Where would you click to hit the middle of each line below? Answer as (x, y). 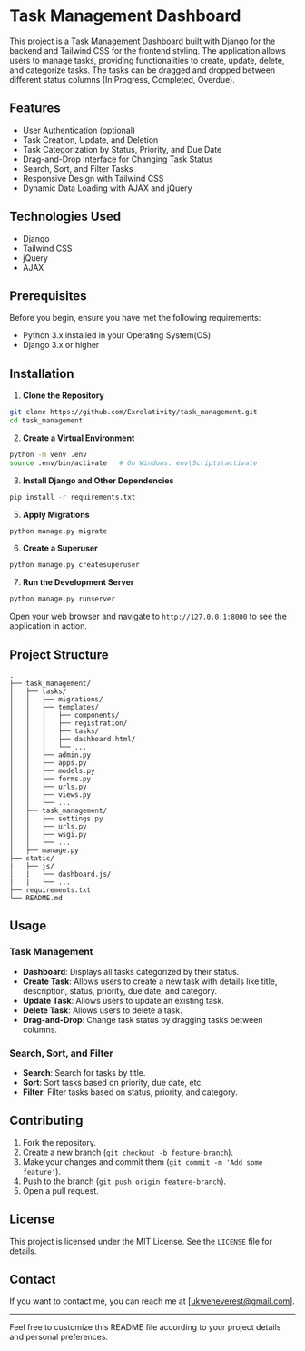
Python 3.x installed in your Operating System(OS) (117, 335)
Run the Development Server (78, 582)
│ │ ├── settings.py (56, 819)
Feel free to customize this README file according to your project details (145, 1327)
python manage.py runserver (63, 599)
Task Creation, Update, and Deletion (90, 139)
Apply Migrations (56, 514)
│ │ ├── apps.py (49, 763)
